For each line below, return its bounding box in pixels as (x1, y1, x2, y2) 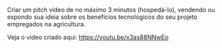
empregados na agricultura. (7, 20, 86, 28)
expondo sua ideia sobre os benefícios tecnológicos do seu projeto (7, 13, 198, 21)
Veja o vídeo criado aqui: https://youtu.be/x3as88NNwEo (7, 33, 169, 41)
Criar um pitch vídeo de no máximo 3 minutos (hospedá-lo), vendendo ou (7, 6, 215, 14)
